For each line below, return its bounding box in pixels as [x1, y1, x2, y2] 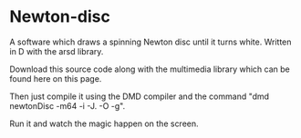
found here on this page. [9, 73, 102, 84]
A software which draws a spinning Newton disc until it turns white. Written [9, 36, 292, 47]
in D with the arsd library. [9, 45, 104, 56]
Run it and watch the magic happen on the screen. [9, 118, 199, 129]
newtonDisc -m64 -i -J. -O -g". [9, 100, 126, 111]
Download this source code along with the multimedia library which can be [9, 64, 290, 74]
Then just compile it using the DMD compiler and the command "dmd [9, 91, 270, 102]
